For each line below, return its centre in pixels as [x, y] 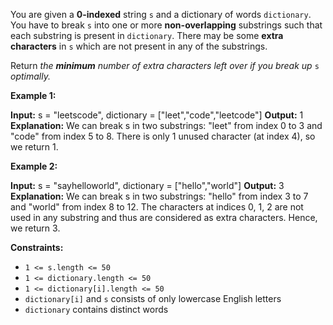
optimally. [30, 76]
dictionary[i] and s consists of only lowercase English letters [153, 298]
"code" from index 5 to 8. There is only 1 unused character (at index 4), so [163, 136]
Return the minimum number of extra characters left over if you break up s [165, 65]
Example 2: [34, 166]
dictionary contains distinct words [96, 309]
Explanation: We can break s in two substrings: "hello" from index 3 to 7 [159, 196]
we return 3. [35, 228]
